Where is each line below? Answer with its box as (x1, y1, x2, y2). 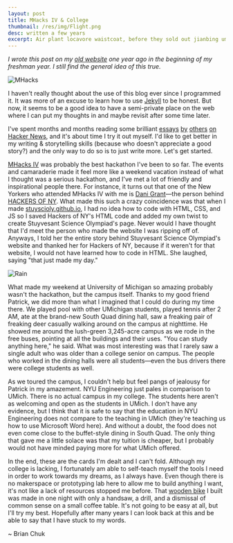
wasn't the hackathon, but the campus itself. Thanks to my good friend (8, 291, 209, 299)
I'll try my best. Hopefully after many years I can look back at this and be (8, 509, 214, 517)
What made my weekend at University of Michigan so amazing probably (8, 283, 213, 291)
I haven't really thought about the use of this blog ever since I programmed (8, 89, 221, 98)
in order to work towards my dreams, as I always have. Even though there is (8, 472, 224, 481)
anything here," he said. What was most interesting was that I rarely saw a (8, 342, 218, 350)
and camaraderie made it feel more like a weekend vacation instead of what (8, 168, 224, 176)
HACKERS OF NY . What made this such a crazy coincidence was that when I (8, 197, 226, 205)
